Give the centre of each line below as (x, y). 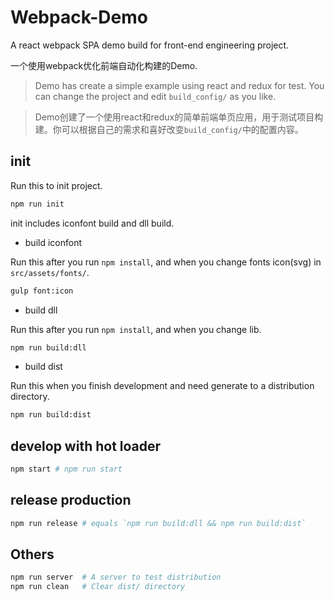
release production (71, 500)
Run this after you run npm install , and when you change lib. (136, 329)
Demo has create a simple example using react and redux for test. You (179, 85)
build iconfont (53, 242)
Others (32, 554)
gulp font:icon (42, 291)
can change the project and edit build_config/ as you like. (155, 96)
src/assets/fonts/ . (50, 272)
